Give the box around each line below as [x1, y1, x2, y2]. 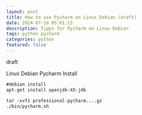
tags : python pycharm [6, 31, 60, 37]
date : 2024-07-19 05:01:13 [6, 20, 73, 26]
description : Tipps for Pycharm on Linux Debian [6, 25, 129, 32]
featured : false [6, 42, 46, 48]
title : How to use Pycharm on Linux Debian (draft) [6, 14, 137, 20]
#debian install [6, 81, 46, 87]
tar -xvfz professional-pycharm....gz [6, 98, 102, 104]
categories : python [6, 36, 55, 42]
